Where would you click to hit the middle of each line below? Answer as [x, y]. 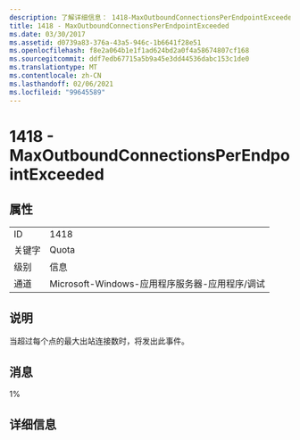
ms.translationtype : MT [54, 68]
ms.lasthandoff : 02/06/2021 [62, 84]
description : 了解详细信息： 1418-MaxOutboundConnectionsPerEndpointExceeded [153, 17]
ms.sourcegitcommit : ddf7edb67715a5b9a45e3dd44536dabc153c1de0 [129, 59]
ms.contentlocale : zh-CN [55, 76]
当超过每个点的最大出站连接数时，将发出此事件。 [99, 341]
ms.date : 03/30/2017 [48, 34]
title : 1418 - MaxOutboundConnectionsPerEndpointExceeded [119, 26]
